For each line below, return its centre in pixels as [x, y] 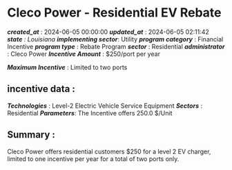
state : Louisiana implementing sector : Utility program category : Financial [115, 39]
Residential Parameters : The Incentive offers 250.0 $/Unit [90, 113]
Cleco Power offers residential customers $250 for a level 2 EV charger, [109, 151]
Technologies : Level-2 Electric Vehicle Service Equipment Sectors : [105, 106]
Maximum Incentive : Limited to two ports [67, 67]
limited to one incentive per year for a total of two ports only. [93, 159]
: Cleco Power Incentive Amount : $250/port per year [84, 54]
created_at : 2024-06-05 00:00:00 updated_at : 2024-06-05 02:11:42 [108, 32]
